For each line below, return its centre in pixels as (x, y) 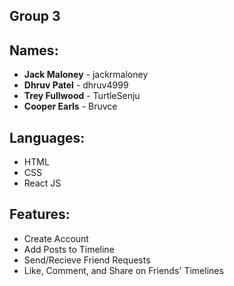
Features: (40, 214)
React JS (42, 183)
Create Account (56, 238)
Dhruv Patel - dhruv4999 (76, 85)
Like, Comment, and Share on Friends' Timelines (123, 270)
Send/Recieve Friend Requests (87, 260)
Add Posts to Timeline (69, 249)
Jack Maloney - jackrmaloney (86, 75)
